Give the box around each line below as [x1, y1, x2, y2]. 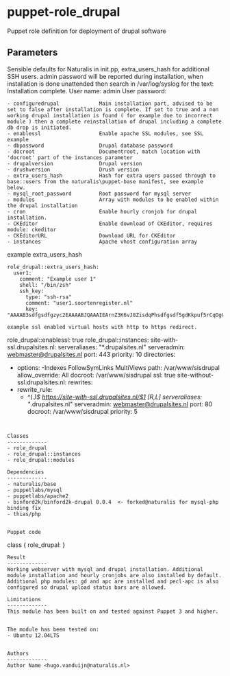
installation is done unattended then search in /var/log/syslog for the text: [7, 80, 214, 88]
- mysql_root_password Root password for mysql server [7, 190, 192, 197]
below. [7, 184, 26, 191]
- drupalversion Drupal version [7, 160, 142, 167]
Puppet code [7, 528, 41, 535]
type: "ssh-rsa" [25, 293, 72, 301]
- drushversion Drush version [7, 166, 139, 173]
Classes [7, 432, 29, 439]
